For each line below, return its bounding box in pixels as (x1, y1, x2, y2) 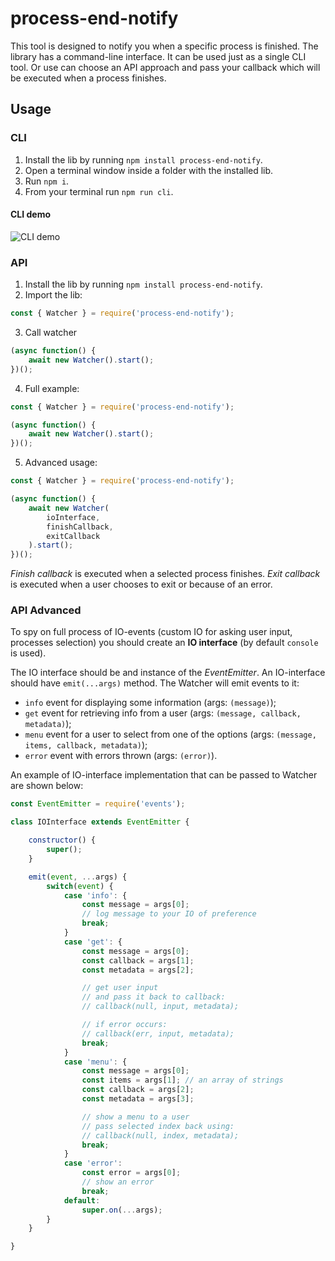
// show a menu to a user (81, 1112, 190, 1122)
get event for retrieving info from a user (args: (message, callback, (24, 707, 302, 719)
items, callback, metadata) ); (24, 739, 148, 751)
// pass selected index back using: (81, 1121, 235, 1131)
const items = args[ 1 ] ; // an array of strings (81, 1075, 284, 1086)
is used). (10, 647, 47, 659)
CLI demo (10, 208, 52, 221)
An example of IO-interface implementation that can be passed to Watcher (10, 769, 318, 781)
